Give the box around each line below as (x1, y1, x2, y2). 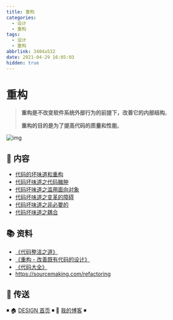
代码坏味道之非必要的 (15, 201, 69, 209)
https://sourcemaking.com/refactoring (15, 270, 111, 277)
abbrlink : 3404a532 (6, 49, 56, 55)
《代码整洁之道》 (15, 248, 58, 256)
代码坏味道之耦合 (15, 209, 58, 216)
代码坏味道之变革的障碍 (15, 193, 74, 201)
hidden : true (6, 60, 39, 66)
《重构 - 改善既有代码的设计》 (15, 256, 90, 263)
